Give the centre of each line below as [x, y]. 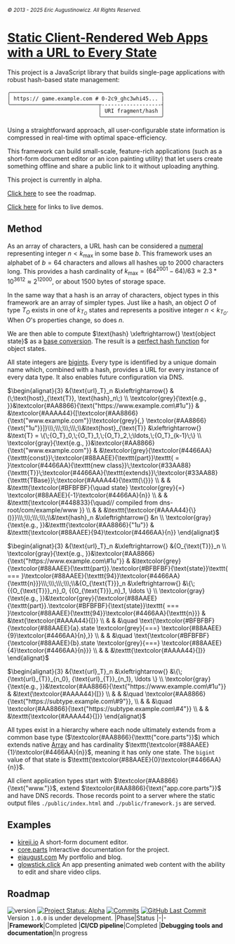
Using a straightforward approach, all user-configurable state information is [116, 130]
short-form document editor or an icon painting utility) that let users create [115, 159]
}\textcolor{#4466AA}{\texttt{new [56, 465]
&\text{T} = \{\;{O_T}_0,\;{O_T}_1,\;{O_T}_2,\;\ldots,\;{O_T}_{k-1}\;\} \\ [105, 435]
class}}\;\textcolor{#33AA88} [149, 465]
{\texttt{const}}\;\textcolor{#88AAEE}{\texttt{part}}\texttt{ [90, 458]
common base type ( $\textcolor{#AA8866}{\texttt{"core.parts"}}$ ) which [113, 737]
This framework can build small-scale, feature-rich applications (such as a [115, 151]
